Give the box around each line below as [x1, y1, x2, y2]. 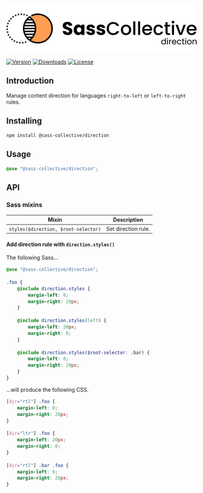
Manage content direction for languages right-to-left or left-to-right [6, 91, 186, 99]
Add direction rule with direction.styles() [6, 240, 115, 248]
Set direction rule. [106, 225, 150, 232]
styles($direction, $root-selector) [8, 226, 101, 232]
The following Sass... [6, 254, 59, 262]
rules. [6, 98, 21, 105]
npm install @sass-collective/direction [6, 133, 110, 139]
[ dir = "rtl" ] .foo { [6, 399, 56, 405]
